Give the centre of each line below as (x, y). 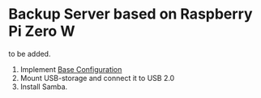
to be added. (30, 53)
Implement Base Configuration (71, 69)
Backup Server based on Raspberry (130, 14)
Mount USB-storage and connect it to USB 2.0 (97, 78)
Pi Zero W (42, 31)
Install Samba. (44, 87)
